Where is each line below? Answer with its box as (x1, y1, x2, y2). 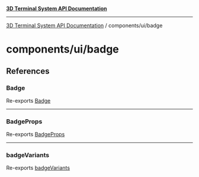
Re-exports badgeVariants (6, 165, 70, 172)
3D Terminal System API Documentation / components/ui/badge (6, 22, 163, 29)
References (6, 66, 50, 76)
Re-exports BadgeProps (6, 131, 65, 138)
